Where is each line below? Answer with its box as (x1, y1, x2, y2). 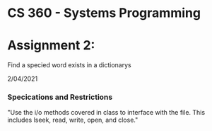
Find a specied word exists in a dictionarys (7, 61, 132, 69)
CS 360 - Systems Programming (7, 5, 201, 21)
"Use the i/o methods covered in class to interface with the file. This (7, 108, 206, 117)
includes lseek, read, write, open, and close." (7, 115, 139, 125)
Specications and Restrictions (7, 92, 113, 102)
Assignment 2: (7, 38, 95, 54)
